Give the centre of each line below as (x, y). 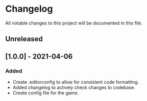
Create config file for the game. (46, 93)
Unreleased (24, 39)
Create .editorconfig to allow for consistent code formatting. (76, 82)
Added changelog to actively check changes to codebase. (74, 88)
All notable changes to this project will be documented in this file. (74, 23)
